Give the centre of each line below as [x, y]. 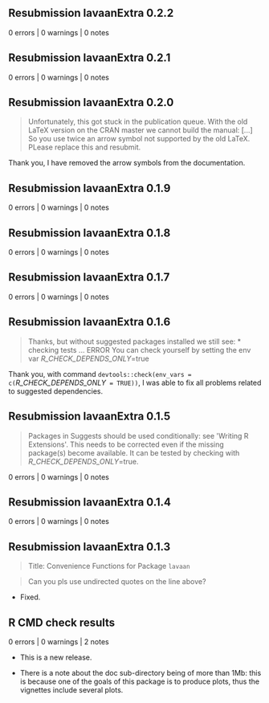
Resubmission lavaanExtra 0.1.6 [90, 322]
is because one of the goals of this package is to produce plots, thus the [139, 681]
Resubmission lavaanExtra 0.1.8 [90, 233]
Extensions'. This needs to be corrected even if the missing [126, 444]
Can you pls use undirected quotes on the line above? [117, 582]
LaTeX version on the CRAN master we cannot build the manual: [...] [140, 130]
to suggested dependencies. [56, 391]
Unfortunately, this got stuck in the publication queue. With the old [138, 122]
